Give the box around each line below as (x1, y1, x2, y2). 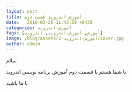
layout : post (6, 8, 38, 15)
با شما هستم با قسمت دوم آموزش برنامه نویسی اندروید (6, 68, 127, 75)
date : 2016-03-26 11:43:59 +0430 (6, 19, 93, 25)
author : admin (6, 41, 41, 47)
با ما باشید (6, 79, 28, 86)
